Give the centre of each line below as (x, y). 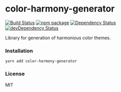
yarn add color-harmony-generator (41, 61)
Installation (19, 51)
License (15, 74)
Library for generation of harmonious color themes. (58, 38)
